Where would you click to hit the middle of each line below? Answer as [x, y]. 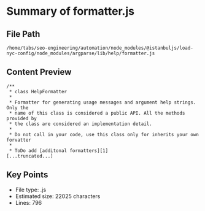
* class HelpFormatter [38, 91]
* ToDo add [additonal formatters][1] [59, 151]
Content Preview [39, 72]
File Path [23, 34]
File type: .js [31, 190]
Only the [17, 108]
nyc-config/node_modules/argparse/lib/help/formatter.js [81, 53]
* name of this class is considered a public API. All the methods [97, 113]
